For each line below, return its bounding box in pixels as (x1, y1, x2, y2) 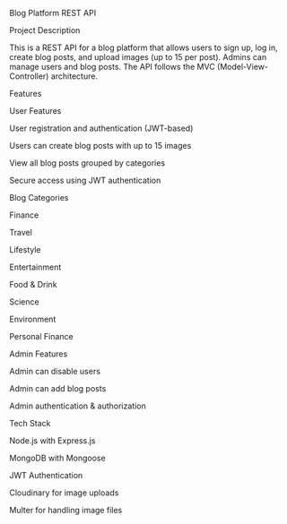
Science (9, 296, 39, 307)
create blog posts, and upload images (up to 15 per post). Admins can (9, 52, 267, 62)
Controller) (9, 71, 49, 82)
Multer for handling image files (9, 505, 123, 515)
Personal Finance (9, 331, 74, 341)
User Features (9, 106, 62, 116)
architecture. (50, 71, 99, 82)
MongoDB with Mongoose (9, 452, 106, 463)
